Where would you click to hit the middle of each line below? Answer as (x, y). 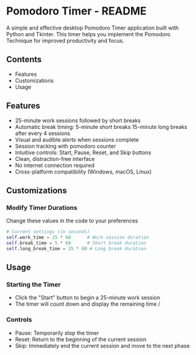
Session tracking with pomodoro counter (65, 146)
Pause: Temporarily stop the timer (57, 333)
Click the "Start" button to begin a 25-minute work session (87, 298)
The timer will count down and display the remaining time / (87, 304)
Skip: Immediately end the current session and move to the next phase (102, 345)
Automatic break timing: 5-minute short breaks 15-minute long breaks (101, 127)
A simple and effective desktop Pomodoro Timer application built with (93, 28)
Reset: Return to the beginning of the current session (81, 339)
